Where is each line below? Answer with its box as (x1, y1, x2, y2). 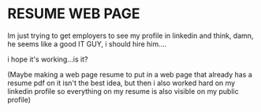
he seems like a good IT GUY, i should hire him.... (7, 39, 167, 48)
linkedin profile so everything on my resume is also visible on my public (7, 86, 239, 95)
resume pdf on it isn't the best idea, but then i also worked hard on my (7, 78, 236, 88)
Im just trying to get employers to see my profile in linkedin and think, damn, (7, 31, 254, 40)
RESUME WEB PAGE (7, 5, 140, 23)
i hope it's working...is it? (7, 54, 88, 64)
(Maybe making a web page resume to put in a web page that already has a (7, 69, 253, 79)
